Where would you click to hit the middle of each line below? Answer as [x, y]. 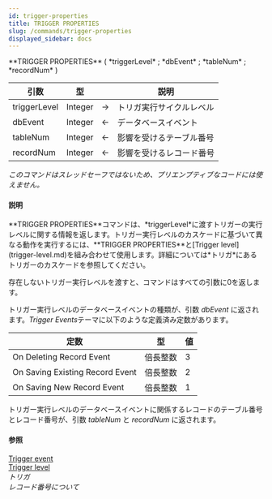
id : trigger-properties [49, 16]
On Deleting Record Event [62, 357]
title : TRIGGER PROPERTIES [54, 24]
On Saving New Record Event [68, 388]
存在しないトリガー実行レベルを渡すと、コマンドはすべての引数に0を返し [131, 282]
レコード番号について [44, 487]
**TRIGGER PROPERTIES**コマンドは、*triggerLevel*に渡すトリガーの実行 [136, 225]
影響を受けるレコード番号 [166, 153]
